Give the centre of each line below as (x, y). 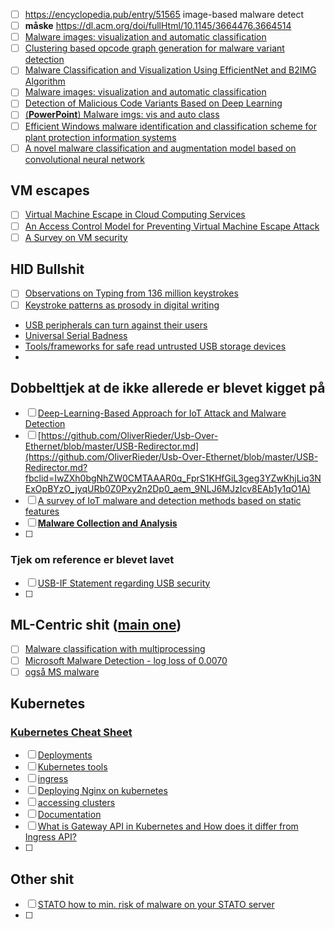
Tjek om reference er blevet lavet (92, 560)
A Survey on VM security (76, 237)
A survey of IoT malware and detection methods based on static (169, 501)
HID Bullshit (47, 269)
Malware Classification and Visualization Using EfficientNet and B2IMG (170, 70)
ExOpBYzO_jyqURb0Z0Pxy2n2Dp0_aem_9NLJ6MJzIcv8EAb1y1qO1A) (167, 489)
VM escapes (50, 190)
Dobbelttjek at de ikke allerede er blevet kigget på (168, 387)
